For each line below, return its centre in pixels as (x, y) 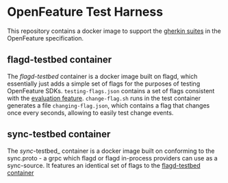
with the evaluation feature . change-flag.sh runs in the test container (104, 98)
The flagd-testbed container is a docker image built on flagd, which (102, 76)
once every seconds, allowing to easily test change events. (90, 112)
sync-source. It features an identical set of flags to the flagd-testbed (104, 165)
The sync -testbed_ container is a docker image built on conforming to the (111, 151)
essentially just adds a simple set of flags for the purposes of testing (104, 84)
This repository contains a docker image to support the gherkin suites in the (114, 31)
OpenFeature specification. (46, 38)
